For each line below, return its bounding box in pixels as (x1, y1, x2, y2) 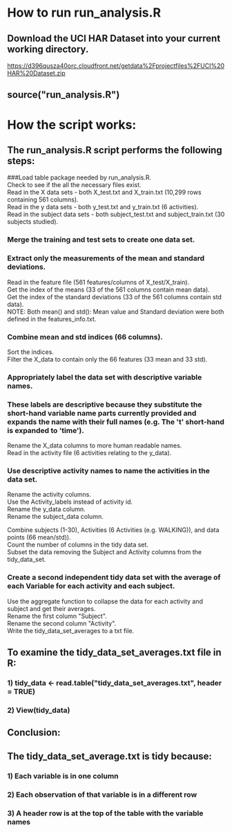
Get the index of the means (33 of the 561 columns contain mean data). (7, 285, 211, 294)
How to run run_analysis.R (7, 5, 161, 21)
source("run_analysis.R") (7, 89, 120, 101)
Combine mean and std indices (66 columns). (7, 332, 164, 342)
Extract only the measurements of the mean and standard (7, 254, 205, 263)
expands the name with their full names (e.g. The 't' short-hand (7, 417, 224, 427)
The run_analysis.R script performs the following (7, 144, 222, 156)
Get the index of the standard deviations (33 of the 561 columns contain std (7, 292, 222, 301)
